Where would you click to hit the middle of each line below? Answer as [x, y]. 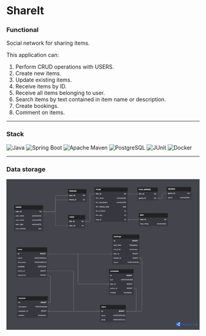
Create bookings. [37, 106]
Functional [22, 30]
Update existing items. [44, 80]
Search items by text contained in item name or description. [91, 99]
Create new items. [38, 74]
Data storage [26, 169]
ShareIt [25, 11]
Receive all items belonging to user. [60, 93]
